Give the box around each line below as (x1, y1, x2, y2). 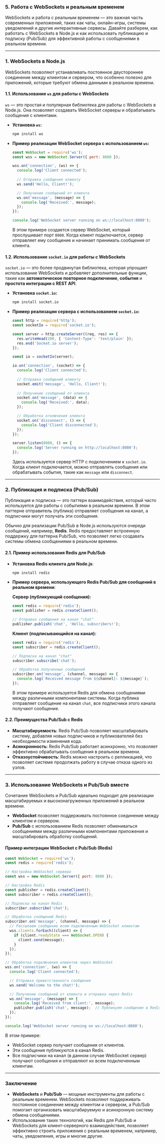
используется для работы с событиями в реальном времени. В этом (5, 502, 150, 509)
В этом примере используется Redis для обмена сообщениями (12, 689, 146, 695)
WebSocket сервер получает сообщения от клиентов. (12, 1042, 125, 1048)
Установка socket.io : (12, 290, 57, 296)
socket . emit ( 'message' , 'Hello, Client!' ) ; (17, 381, 107, 386)
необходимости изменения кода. (12, 738, 82, 744)
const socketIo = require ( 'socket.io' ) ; (12, 323, 96, 328)
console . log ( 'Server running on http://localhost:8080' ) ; (17, 445, 138, 450)
